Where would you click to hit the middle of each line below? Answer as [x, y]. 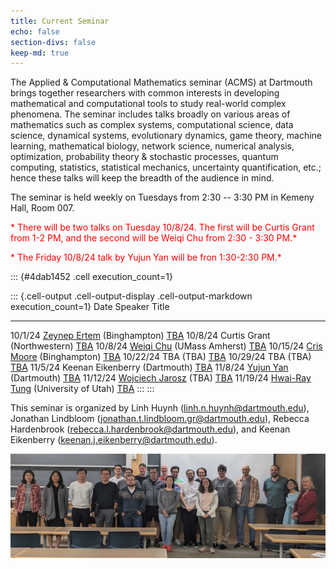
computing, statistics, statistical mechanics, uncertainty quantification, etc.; [166, 167]
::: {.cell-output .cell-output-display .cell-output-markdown [131, 296]
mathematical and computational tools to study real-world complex [148, 104]
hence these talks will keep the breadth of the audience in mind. [142, 178]
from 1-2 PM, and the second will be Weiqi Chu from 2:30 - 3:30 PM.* [154, 238]
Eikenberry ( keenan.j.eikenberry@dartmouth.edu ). [114, 440]
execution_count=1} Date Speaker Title [90, 307]
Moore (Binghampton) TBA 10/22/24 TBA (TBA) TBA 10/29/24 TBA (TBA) [161, 357]
